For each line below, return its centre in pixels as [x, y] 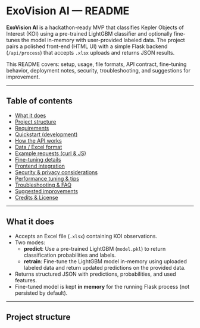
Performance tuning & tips [47, 178]
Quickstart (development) [46, 134]
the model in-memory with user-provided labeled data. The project [103, 40]
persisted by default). [41, 293]
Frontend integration [40, 166]
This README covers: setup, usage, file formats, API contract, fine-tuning [96, 64]
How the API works [38, 140]
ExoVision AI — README [68, 11]
